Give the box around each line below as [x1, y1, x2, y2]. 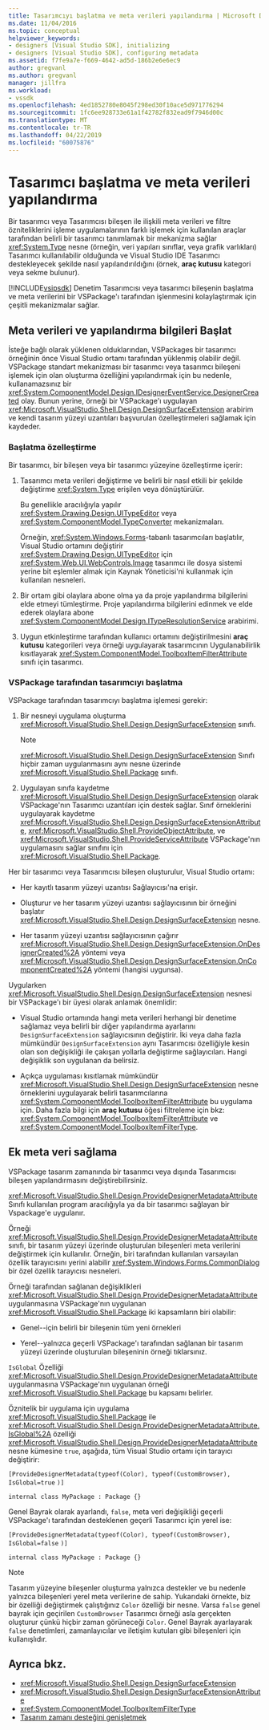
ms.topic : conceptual [8, 26, 81, 35]
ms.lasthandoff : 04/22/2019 [8, 131, 102, 139]
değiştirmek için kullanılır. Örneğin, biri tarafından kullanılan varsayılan [8, 1249, 239, 1258]
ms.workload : [8, 86, 52, 95]
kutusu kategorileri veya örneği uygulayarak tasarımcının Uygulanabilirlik [19, 640, 261, 650]
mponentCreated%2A [19, 964, 92, 974]
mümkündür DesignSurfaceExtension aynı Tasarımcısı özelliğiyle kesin [19, 1038, 250, 1048]
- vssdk [8, 94, 34, 102]
